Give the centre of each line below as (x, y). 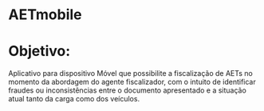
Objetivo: (39, 52)
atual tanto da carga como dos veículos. (74, 99)
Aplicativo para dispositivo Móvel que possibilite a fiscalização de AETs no (130, 73)
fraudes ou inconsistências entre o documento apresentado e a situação (128, 90)
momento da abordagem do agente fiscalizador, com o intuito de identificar (132, 82)
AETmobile (45, 15)
